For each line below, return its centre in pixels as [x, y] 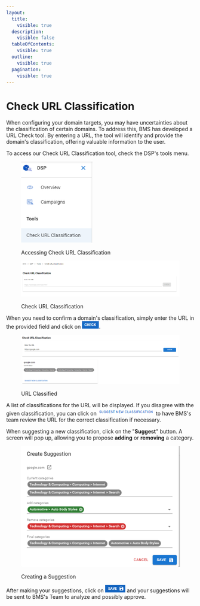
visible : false [36, 38]
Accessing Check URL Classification [66, 253]
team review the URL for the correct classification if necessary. [84, 420]
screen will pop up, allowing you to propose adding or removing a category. [100, 438]
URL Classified [39, 394]
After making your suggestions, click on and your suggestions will [98, 590]
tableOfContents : [33, 44]
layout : [16, 13]
